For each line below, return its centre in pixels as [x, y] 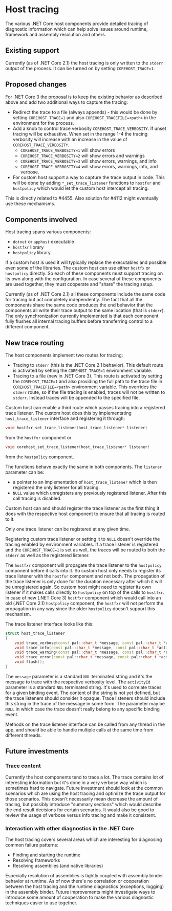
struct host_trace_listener [35, 633]
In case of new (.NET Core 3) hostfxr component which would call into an [83, 597]
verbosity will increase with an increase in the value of [70, 139]
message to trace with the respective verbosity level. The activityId [78, 682]
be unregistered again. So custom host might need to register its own [78, 587]
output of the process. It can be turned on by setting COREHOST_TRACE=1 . [80, 68]
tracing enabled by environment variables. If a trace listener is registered [82, 544]
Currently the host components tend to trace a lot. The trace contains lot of [84, 777]
